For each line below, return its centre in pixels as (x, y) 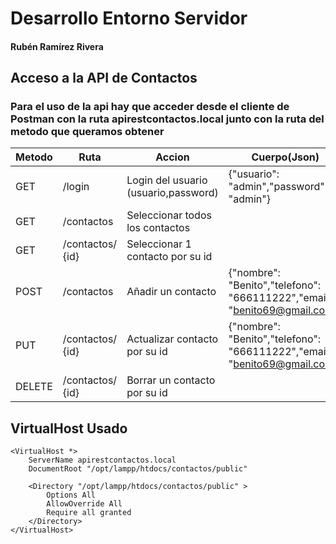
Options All (71, 495)
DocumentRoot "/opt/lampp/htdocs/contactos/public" (138, 469)
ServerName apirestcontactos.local (102, 460)
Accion (172, 157)
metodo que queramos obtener (87, 132)
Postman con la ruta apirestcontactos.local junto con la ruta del (167, 119)
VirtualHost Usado (69, 428)
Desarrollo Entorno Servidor (129, 18)
